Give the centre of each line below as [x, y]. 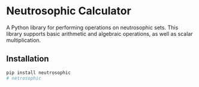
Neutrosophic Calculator [69, 11]
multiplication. [24, 40]
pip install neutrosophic [38, 73]
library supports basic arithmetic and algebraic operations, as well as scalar [99, 33]
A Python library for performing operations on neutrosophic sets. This [92, 27]
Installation [28, 59]
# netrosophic [24, 78]
